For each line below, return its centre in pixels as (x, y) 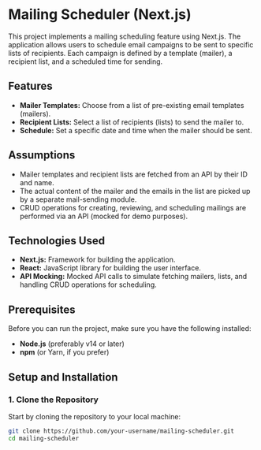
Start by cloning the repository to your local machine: (95, 416)
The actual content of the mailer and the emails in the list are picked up (135, 191)
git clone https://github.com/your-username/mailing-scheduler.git (121, 431)
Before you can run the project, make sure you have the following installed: (130, 329)
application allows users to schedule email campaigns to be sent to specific (131, 44)
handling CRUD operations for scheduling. (88, 285)
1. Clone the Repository (53, 400)
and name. (37, 182)
